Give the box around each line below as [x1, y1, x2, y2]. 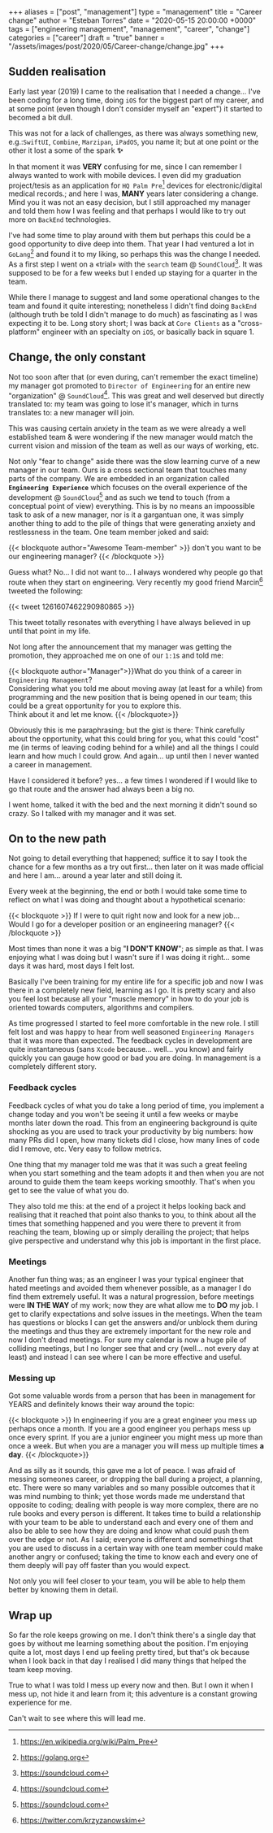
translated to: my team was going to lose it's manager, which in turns [8, 399, 239, 409]
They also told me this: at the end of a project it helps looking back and [8, 1201, 246, 1210]
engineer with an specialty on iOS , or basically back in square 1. [41, 327, 254, 337]
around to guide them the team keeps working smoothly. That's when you [8, 1176, 256, 1186]
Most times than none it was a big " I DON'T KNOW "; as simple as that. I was [8, 944, 264, 953]
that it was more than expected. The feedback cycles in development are [8, 1036, 253, 1045]
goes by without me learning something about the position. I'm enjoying [8, 1639, 249, 1648]
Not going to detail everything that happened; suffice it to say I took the [8, 854, 248, 863]
